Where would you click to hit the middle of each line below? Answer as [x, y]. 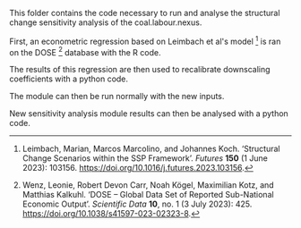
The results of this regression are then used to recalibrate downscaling [140, 70]
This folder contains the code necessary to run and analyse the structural [145, 13]
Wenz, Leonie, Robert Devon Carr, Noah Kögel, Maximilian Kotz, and [148, 185]
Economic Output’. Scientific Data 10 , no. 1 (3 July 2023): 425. [137, 204]
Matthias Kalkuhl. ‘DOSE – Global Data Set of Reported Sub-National [148, 195]
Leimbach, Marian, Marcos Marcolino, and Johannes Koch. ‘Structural [151, 149]
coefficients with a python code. [69, 79]
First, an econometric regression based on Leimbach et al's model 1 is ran [145, 41]
